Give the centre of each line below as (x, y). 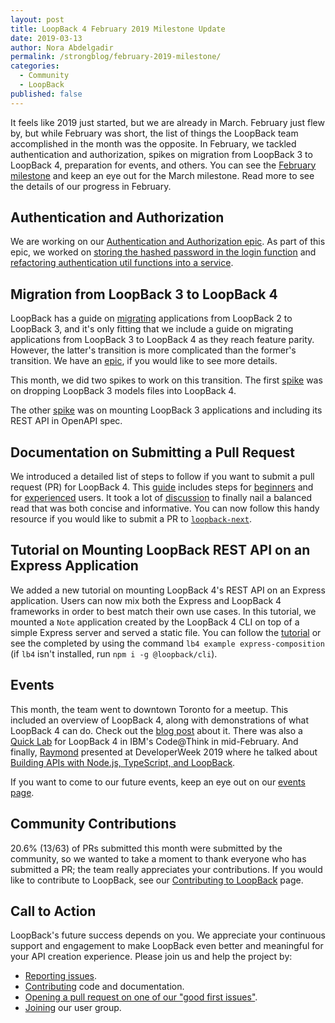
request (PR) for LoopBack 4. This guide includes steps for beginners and (162, 487)
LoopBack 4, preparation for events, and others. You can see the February (163, 165)
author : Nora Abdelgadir (62, 47)
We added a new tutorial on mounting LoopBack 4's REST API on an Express (168, 590)
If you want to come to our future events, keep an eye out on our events (158, 782)
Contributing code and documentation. (104, 987)
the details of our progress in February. (91, 186)
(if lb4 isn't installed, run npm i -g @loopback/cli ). (114, 653)
